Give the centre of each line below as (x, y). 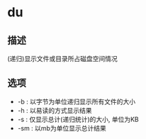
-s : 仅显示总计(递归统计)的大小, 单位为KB (78, 119)
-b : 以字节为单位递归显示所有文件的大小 (77, 101)
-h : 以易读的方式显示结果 (55, 110)
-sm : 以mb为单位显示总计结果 (62, 128)
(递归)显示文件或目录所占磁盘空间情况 (63, 59)
